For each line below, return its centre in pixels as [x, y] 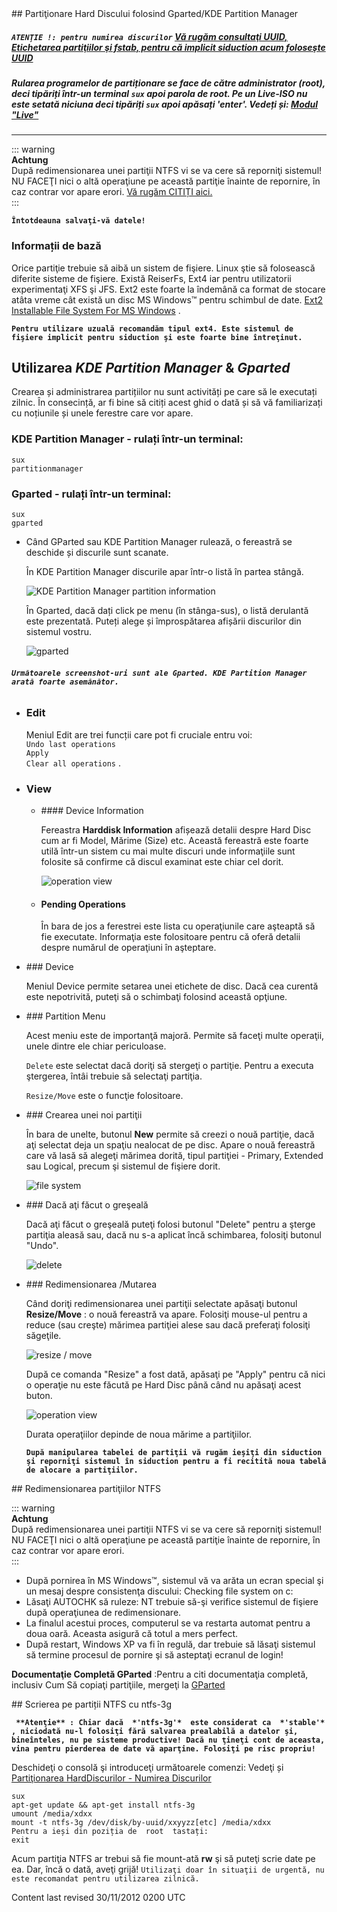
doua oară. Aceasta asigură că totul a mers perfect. [132, 1634]
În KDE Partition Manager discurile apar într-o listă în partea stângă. [164, 572]
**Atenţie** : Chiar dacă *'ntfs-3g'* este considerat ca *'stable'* [170, 1723]
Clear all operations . [73, 763]
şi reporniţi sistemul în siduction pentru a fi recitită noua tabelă [176, 1462]
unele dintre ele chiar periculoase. [96, 1046]
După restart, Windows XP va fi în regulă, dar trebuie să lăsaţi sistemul [170, 1644]
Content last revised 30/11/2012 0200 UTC [98, 1898]
